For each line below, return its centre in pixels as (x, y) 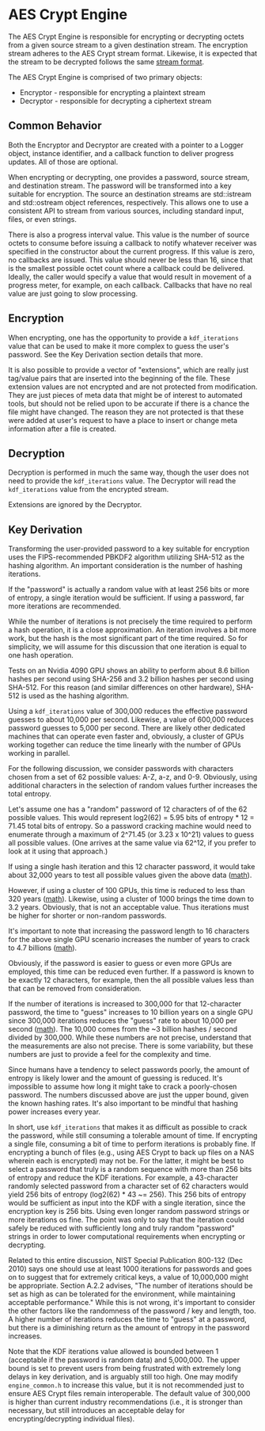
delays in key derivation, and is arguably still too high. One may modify (123, 1377)
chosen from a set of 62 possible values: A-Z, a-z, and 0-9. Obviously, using (133, 777)
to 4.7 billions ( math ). (43, 948)
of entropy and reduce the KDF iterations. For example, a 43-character (123, 1177)
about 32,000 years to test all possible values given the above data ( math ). (130, 875)
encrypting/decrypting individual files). (72, 1419)
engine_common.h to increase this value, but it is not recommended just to (126, 1385)
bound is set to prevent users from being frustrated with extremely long (125, 1368)
